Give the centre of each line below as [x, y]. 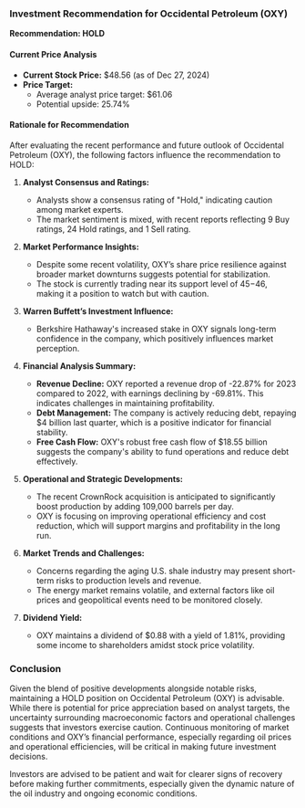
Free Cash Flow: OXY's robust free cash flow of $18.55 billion [152, 442]
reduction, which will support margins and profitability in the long [158, 525]
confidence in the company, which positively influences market [155, 338]
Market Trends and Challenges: [83, 553]
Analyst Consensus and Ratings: [86, 182]
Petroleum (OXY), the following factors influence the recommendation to [145, 154]
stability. [52, 432]
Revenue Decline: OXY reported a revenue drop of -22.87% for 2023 [166, 383]
